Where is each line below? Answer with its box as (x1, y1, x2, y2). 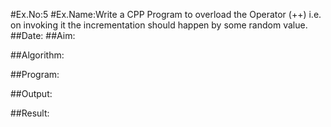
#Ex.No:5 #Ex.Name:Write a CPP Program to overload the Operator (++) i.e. (10, 9, 322, 20)
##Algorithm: (10, 49, 65, 61)
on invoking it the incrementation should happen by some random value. (10, 19, 308, 31)
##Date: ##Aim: (10, 30, 76, 41)
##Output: (10, 88, 53, 99)
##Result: (10, 107, 50, 119)
